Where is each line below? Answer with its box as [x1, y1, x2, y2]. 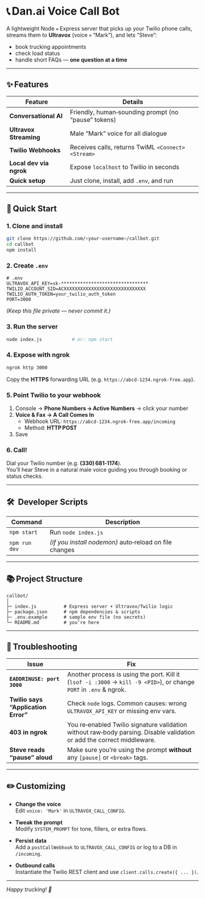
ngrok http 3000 [6, 364, 48, 371]
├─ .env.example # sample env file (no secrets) [6, 614, 146, 620]
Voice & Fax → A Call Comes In [15, 411, 95, 418]
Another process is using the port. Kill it [67, 670, 180, 678]
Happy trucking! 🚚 [6, 886, 52, 893]
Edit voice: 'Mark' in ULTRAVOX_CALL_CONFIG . [15, 806, 126, 814]
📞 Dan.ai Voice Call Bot [6, 4, 120, 18]
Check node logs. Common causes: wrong [67, 699, 187, 708]
